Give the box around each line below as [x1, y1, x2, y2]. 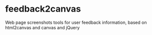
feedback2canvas [5, 3, 81, 15]
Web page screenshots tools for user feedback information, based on [5, 19, 147, 25]
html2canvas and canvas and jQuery [5, 24, 80, 30]
